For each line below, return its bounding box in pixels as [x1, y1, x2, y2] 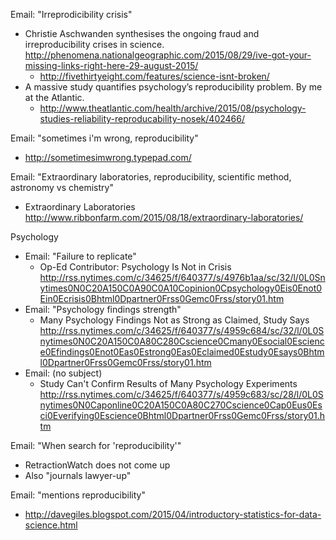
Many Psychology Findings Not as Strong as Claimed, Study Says [39, 314, 310, 326]
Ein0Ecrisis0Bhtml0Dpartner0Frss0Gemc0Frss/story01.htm [39, 293, 285, 304]
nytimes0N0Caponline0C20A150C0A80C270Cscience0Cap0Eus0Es [39, 399, 323, 411]
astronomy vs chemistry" [10, 182, 114, 193]
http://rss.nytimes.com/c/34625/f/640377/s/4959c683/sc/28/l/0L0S [39, 389, 324, 400]
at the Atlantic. [24, 92, 85, 103]
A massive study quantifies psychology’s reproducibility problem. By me [24, 81, 323, 93]
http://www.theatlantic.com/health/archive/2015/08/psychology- [39, 102, 307, 114]
